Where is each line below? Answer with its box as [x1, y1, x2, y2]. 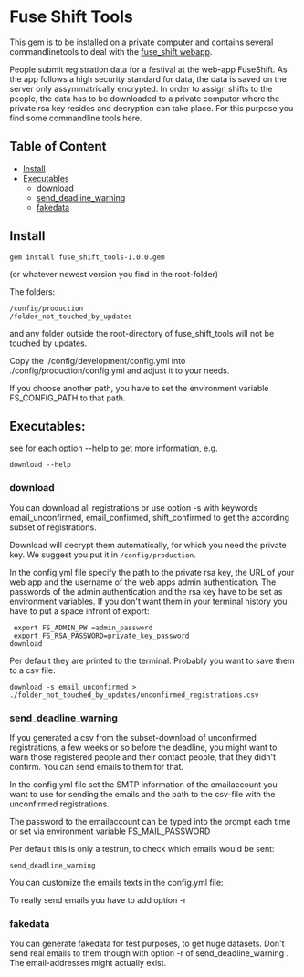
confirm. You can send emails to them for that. [9, 761, 184, 772]
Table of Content [9, 139, 107, 154]
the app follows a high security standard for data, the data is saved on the [9, 73, 288, 84]
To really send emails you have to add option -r [9, 894, 187, 905]
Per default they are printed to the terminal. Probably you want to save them [9, 655, 295, 666]
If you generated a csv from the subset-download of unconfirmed [9, 732, 257, 743]
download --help [9, 461, 71, 470]
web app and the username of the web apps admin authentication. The [9, 577, 277, 587]
